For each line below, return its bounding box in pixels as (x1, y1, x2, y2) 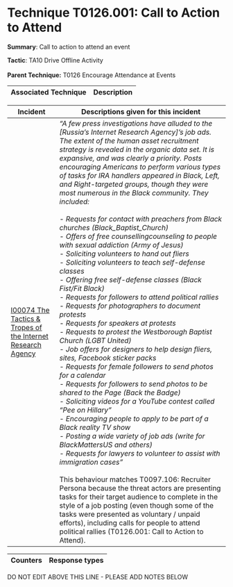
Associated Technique (10, 87, 87, 97)
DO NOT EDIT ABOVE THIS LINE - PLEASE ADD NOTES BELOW (7, 572, 189, 581)
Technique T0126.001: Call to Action (7, 5, 221, 21)
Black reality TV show (59, 422, 131, 432)
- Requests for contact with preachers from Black (59, 214, 223, 224)
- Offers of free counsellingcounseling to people (59, 231, 217, 241)
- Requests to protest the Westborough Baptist (59, 326, 213, 336)
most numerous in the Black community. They (59, 188, 209, 197)
